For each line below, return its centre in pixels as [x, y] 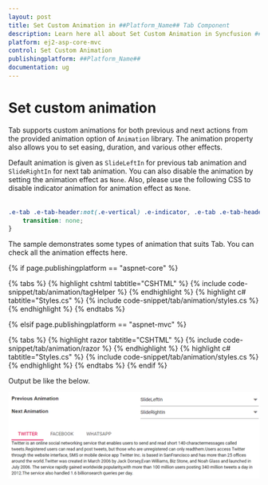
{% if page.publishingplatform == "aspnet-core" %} [93, 268]
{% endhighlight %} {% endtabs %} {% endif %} [88, 366]
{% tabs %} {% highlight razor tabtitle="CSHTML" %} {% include [115, 340]
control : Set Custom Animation [60, 51]
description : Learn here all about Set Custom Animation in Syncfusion [130, 34]
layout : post [30, 17]
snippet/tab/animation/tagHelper [62, 292]
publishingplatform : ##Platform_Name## [75, 59]
